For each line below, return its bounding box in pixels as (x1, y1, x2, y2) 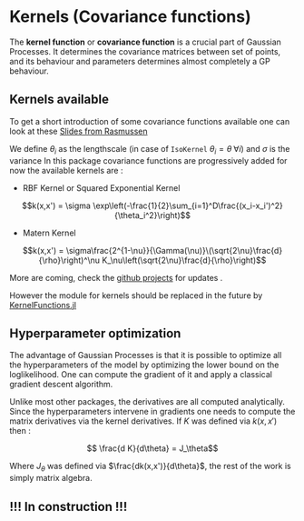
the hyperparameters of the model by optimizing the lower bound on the (9, 359, 279, 370)
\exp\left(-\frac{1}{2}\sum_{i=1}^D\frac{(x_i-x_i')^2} (92, 200, 284, 211)
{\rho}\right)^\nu (38, 255, 101, 266)
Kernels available (9, 92, 109, 107)
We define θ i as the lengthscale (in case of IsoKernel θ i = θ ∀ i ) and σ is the (9, 143, 290, 156)
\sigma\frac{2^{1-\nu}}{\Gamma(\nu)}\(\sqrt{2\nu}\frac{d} (65, 245, 283, 255)
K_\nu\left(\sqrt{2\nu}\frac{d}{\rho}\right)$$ (102, 255, 267, 266)
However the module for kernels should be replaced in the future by (9, 289, 263, 301)
